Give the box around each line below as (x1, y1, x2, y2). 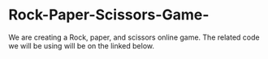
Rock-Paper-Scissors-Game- (8, 6, 210, 24)
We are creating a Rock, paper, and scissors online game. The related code (8, 32, 260, 42)
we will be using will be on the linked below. (8, 40, 155, 50)
